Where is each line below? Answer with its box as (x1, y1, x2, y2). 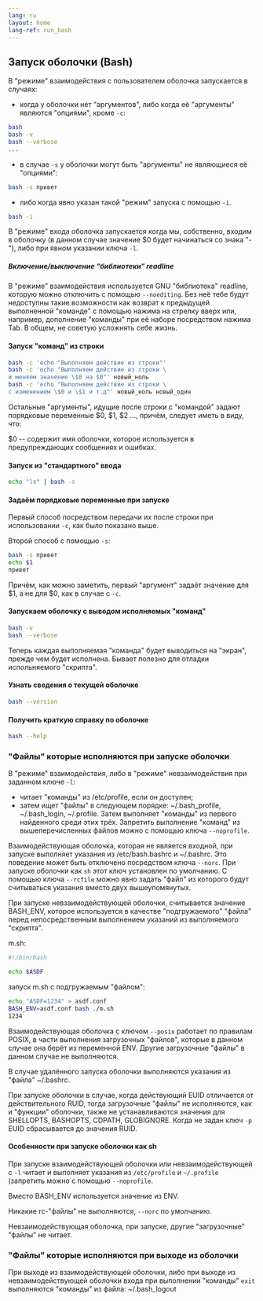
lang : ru (8, 11, 37, 20)
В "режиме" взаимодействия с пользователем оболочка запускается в (8, 76, 249, 86)
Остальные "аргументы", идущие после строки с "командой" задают (8, 402, 241, 412)
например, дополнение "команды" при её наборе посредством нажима (8, 315, 251, 324)
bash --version (8, 698, 58, 706)
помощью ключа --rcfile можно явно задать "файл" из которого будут (8, 874, 250, 884)
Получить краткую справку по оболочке (8, 715, 149, 724)
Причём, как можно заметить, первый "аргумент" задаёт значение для (8, 580, 250, 590)
